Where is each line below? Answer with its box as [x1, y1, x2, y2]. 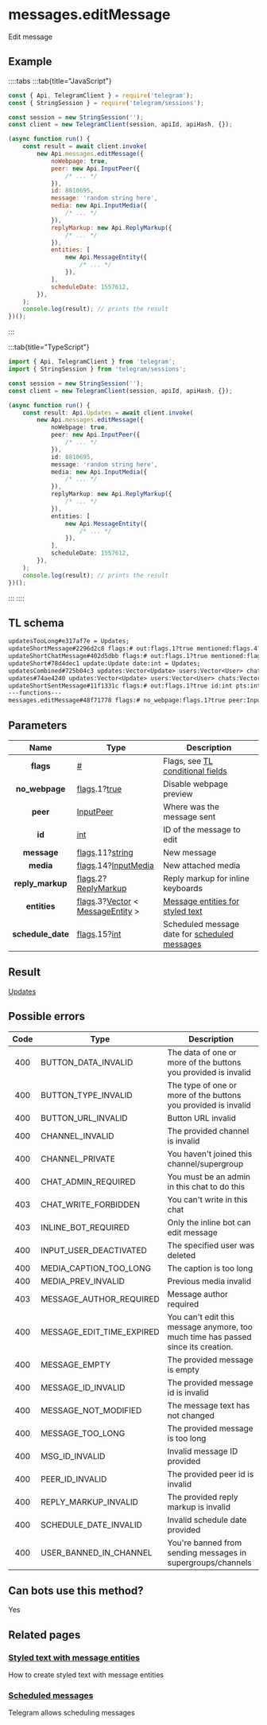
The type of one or [167, 1080, 237, 1091]
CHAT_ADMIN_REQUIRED [41, 1176, 137, 1187]
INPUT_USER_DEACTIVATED [41, 1244, 147, 1256]
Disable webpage [162, 778, 228, 789]
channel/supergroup [167, 1158, 244, 1169]
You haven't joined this [167, 1148, 253, 1159]
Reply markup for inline [162, 873, 250, 884]
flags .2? [76, 873, 107, 884]
